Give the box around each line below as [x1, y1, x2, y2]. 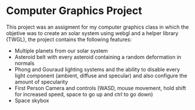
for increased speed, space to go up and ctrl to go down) [14, 91, 153, 98]
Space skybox [14, 97, 49, 104]
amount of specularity [14, 78, 69, 85]
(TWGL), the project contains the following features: [6, 36, 132, 43]
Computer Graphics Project [6, 4, 142, 18]
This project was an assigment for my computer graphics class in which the [6, 23, 189, 30]
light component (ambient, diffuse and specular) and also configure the [14, 72, 188, 79]
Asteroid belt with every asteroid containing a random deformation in [14, 53, 181, 60]
